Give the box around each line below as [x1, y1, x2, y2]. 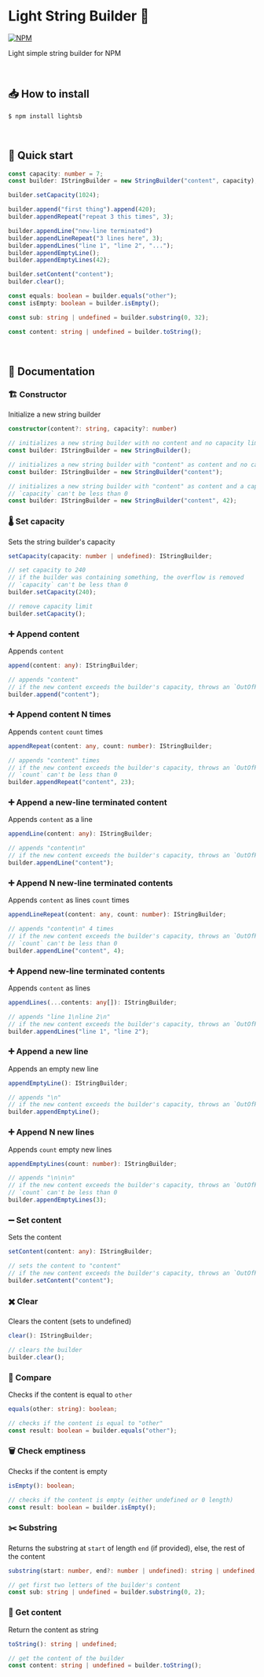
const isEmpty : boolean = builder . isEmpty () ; [8, 299, 159, 307]
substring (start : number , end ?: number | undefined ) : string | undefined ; [8, 1567, 258, 1575]
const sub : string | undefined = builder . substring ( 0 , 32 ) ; [8, 313, 210, 321]
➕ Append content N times [8, 709, 112, 720]
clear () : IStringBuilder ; [8, 1331, 93, 1339]
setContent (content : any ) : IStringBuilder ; [8, 1248, 153, 1256]
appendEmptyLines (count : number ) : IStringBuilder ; [8, 1160, 178, 1168]
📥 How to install [8, 87, 90, 101]
